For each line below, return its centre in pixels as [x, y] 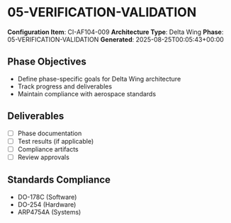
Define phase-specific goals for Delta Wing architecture [99, 79]
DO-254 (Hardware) [47, 204]
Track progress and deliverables [64, 86]
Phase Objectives [47, 62]
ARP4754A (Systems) [49, 212]
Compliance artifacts [48, 149]
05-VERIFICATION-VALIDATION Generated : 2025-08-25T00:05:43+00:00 [116, 39]
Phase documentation [50, 133]
